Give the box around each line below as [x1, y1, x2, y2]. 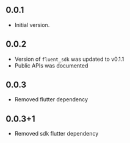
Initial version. [14, 21, 50, 28]
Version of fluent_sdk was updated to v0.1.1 [14, 55, 125, 63]
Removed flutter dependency [14, 96, 88, 103]
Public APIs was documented [14, 61, 88, 69]
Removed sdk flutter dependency [14, 130, 99, 137]
